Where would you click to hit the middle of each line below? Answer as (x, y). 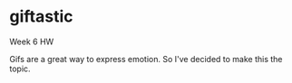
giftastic (41, 17)
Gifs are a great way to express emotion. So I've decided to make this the (146, 59)
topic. (20, 69)
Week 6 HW (32, 41)
